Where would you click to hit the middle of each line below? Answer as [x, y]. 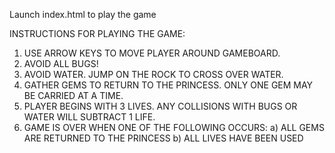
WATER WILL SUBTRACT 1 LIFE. [89, 117]
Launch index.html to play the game [83, 14]
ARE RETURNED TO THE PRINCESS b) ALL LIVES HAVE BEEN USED [163, 138]
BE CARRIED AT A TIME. [73, 95]
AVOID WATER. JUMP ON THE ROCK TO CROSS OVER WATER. [153, 74]
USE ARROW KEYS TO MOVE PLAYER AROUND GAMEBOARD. [152, 53]
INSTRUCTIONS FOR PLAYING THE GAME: [97, 33]
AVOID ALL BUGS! [61, 63]
